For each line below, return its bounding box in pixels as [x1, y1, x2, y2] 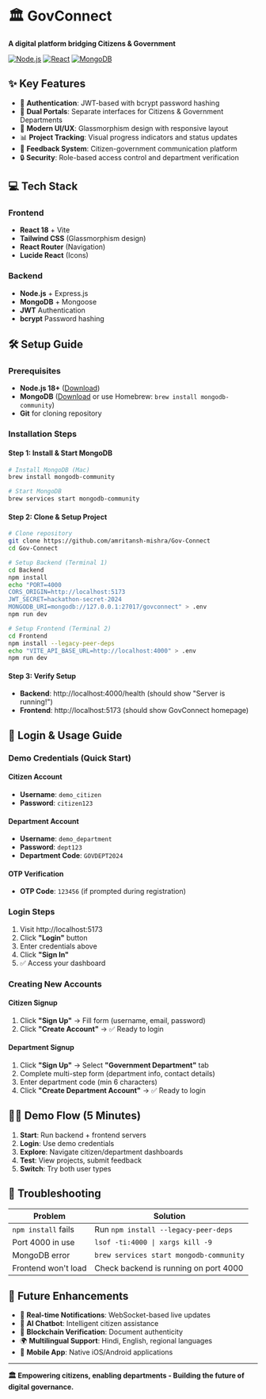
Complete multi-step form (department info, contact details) [19, 1069, 215, 1078]
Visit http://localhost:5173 [19, 924, 103, 933]
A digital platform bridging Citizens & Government [8, 38, 176, 48]
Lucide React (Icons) [19, 251, 89, 260]
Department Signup [8, 1043, 74, 1052]
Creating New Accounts [8, 978, 102, 989]
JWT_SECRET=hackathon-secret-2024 [8, 596, 123, 604]
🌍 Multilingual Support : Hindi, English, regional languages [19, 1336, 212, 1346]
